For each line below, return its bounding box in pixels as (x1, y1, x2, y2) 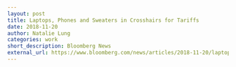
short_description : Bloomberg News (7, 43, 112, 50)
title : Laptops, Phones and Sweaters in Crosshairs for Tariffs (7, 17, 199, 24)
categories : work (7, 36, 58, 43)
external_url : (7, 50, 49, 57)
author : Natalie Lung (7, 29, 71, 37)
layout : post (7, 10, 46, 17)
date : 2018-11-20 (7, 23, 58, 30)
